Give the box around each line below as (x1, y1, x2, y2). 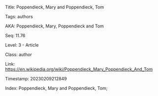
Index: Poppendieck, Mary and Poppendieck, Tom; (5, 85, 108, 91)
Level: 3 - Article (5, 42, 39, 48)
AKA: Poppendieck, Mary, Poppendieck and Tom (5, 23, 104, 29)
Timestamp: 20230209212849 (5, 76, 67, 81)
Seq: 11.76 (5, 33, 26, 38)
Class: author (5, 51, 32, 57)
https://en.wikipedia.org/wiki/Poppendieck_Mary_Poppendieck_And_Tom (5, 66, 153, 72)
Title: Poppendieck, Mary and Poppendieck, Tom (5, 4, 104, 10)
